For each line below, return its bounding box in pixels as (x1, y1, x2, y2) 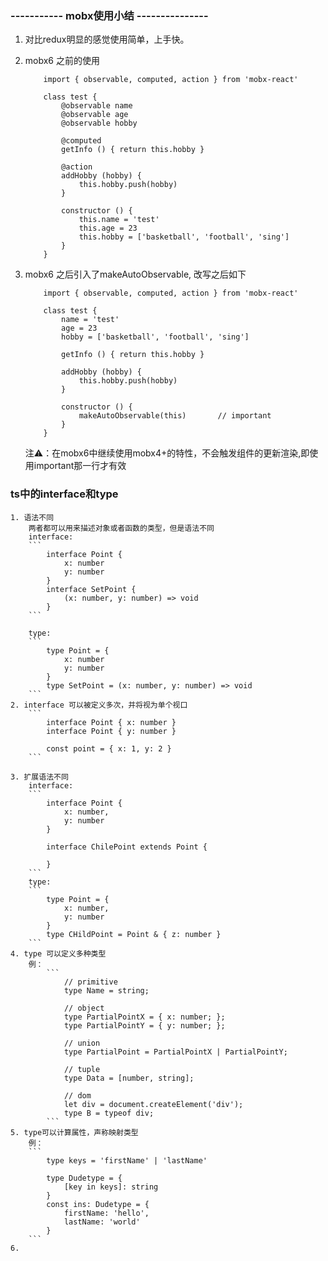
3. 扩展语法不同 (10, 772, 69, 782)
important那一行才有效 (33, 460, 127, 472)
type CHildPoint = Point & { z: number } (46, 929, 222, 939)
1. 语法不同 (10, 512, 55, 522)
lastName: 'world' (63, 1217, 141, 1227)
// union (63, 1038, 101, 1048)
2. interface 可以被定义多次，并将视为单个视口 (10, 700, 188, 710)
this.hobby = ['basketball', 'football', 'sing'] (78, 232, 290, 242)
